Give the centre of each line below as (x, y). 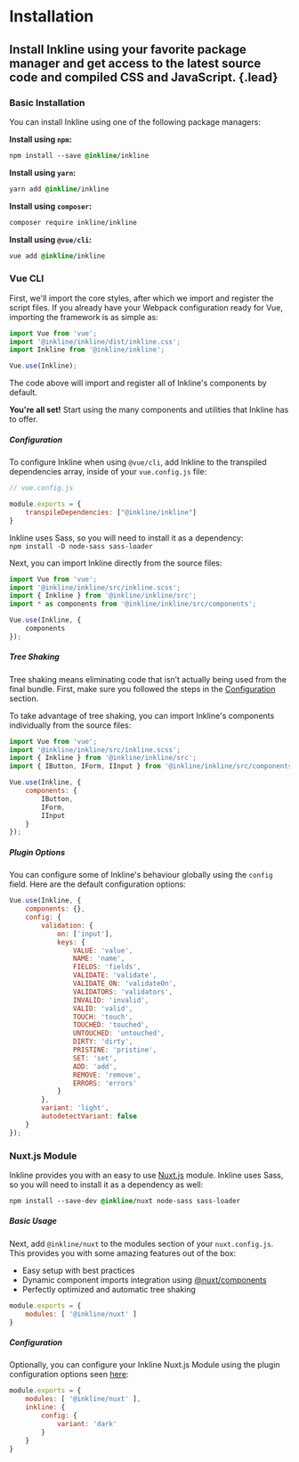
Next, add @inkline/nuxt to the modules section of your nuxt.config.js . (141, 1243)
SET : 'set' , (95, 1058)
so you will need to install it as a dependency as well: (106, 1185)
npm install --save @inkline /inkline (79, 155)
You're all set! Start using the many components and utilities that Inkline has (149, 410)
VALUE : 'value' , (103, 950)
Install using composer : (50, 206)
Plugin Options (37, 852)
